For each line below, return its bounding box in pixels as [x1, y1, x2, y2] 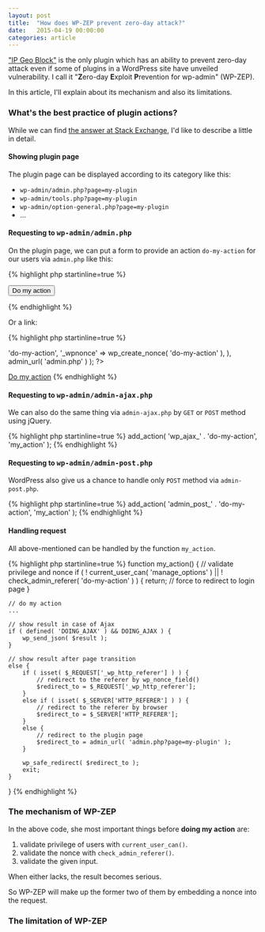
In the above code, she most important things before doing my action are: [8, 824, 250, 834]
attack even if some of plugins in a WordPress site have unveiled [8, 64, 219, 74]
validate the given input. [19, 856, 99, 865]
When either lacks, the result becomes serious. [8, 872, 162, 881]
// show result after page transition [8, 655, 136, 663]
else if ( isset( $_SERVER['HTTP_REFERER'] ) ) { [22, 696, 190, 705]
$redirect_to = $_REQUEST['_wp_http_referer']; [36, 683, 196, 690]
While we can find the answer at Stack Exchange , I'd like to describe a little [8, 125, 253, 135]
